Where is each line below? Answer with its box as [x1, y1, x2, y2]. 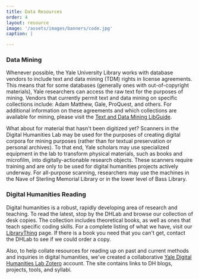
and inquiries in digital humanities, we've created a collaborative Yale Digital [6, 253, 192, 261]
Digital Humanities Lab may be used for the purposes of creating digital [6, 131, 181, 139]
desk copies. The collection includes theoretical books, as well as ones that [6, 217, 191, 224]
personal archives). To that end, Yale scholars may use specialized [6, 144, 169, 151]
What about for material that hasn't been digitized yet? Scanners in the [6, 125, 179, 132]
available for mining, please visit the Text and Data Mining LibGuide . [6, 114, 172, 121]
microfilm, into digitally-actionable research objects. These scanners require [6, 156, 193, 164]
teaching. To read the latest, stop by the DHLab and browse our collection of [6, 210, 194, 217]
